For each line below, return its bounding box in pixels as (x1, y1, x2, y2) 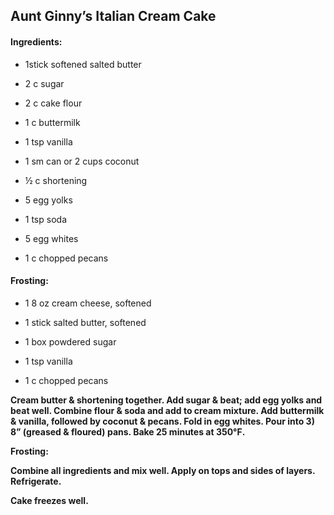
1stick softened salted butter (24, 58, 142, 70)
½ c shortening (24, 174, 88, 186)
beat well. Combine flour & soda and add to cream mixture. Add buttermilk (10, 404, 325, 416)
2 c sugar (24, 77, 65, 89)
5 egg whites (24, 232, 79, 244)
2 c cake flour (24, 97, 83, 109)
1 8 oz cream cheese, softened (24, 297, 152, 309)
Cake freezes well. (10, 494, 89, 506)
